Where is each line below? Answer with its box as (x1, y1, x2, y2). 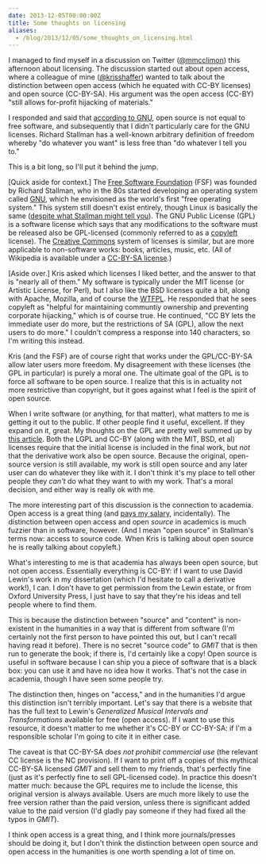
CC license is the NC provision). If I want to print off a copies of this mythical (8, 755, 259, 766)
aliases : (8, 26, 37, 34)
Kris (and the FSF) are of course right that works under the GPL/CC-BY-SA (8, 351, 253, 361)
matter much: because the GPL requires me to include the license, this (8, 781, 238, 790)
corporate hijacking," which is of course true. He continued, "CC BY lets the (8, 311, 256, 321)
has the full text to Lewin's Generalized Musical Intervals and (8, 707, 208, 716)
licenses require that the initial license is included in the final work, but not (8, 443, 251, 452)
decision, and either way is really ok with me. (8, 485, 156, 494)
